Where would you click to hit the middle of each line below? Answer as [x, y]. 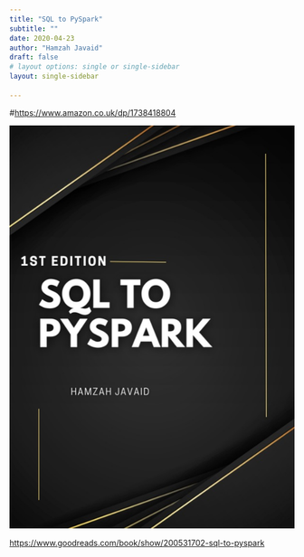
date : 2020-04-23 [42, 38]
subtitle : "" [34, 28]
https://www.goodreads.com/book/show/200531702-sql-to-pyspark [137, 543]
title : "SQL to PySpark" [56, 19]
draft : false [34, 57]
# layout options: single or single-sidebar [95, 67]
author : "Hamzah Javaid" [56, 48]
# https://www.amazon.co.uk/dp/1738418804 [93, 112]
